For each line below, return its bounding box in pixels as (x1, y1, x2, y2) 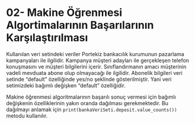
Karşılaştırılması (6, 31, 88, 44)
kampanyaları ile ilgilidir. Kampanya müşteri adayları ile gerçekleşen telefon (6, 57, 190, 64)
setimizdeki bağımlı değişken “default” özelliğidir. (6, 81, 126, 89)
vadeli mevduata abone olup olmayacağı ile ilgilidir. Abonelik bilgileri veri (6, 69, 183, 76)
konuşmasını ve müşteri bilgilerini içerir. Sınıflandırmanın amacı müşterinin (6, 63, 187, 70)
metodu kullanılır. (6, 112, 48, 119)
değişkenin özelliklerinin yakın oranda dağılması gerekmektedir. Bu (6, 99, 169, 106)
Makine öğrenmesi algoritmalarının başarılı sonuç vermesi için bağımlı (6, 93, 176, 100)
